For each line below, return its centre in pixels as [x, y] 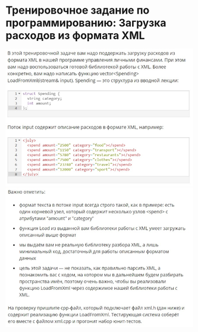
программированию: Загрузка [86, 23]
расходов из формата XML [75, 36]
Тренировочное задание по [78, 10]
